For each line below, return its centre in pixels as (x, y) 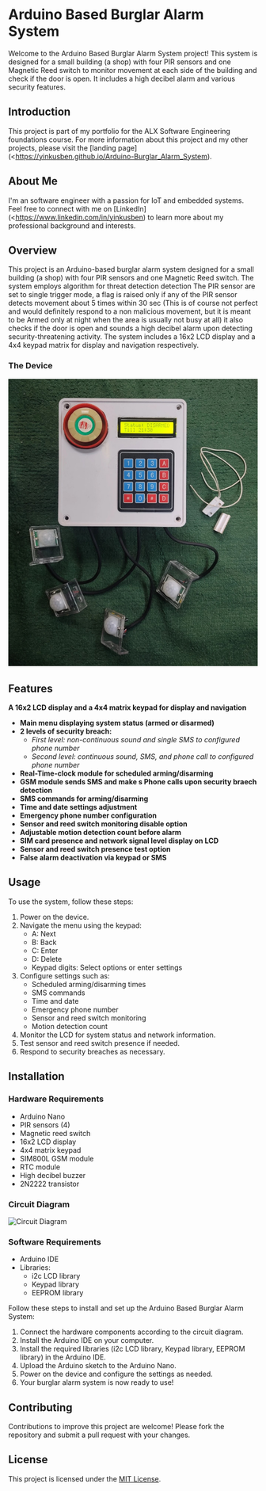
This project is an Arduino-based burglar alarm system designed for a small (131, 269)
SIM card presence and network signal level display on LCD (119, 841)
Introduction (40, 112)
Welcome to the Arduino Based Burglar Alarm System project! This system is (133, 53)
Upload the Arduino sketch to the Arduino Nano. (98, 1366)
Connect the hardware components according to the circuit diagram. (131, 1332)
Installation (36, 1076)
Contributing (40, 1407)
